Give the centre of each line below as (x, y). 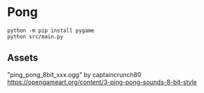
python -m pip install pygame (51, 31)
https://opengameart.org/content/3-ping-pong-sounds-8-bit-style (102, 82)
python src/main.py (35, 36)
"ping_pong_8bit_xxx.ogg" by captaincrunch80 (74, 74)
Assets (23, 58)
